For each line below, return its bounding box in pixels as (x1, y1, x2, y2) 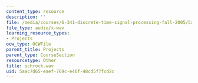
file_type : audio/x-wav (6, 25, 65, 31)
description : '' (6, 14, 46, 20)
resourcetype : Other (6, 57, 57, 63)
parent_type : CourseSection (6, 52, 75, 58)
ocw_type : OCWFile (6, 41, 51, 47)
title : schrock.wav (6, 63, 54, 69)
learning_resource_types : (6, 30, 70, 36)
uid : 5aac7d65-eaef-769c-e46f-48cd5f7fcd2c (6, 68, 115, 74)
